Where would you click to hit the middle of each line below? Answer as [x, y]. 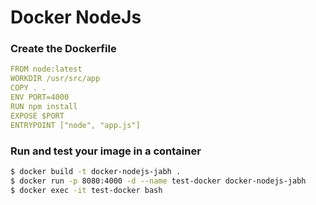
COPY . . [28, 88]
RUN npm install [44, 106]
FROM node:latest [46, 69]
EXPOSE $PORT [37, 116]
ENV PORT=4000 [40, 97]
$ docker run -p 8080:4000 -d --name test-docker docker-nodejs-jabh [158, 181]
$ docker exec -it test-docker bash [86, 190]
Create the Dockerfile [63, 49]
